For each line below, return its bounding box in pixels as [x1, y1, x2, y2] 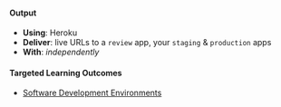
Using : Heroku [22, 27, 78, 38]
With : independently [22, 46, 100, 58]
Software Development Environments [22, 87, 162, 99]
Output [9, 7, 37, 18]
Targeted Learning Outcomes [9, 67, 122, 78]
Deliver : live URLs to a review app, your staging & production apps [22, 37, 272, 48]
